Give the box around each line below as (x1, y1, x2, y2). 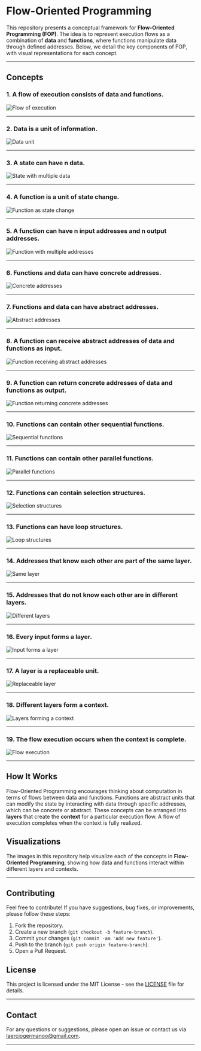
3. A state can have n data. (6, 159, 86, 167)
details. (6, 987, 25, 994)
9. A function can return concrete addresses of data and (6, 378, 173, 387)
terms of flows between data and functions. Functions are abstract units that (6, 794, 195, 801)
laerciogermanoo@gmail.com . (6, 1032, 81, 1040)
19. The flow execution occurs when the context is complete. (6, 735, 187, 743)
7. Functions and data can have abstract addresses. (6, 303, 159, 311)
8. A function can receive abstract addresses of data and (6, 337, 175, 345)
